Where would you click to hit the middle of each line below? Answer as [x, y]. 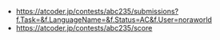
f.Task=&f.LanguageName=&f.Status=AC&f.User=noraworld [114, 20]
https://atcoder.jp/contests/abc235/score [84, 28]
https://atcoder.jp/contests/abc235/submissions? [97, 11]
